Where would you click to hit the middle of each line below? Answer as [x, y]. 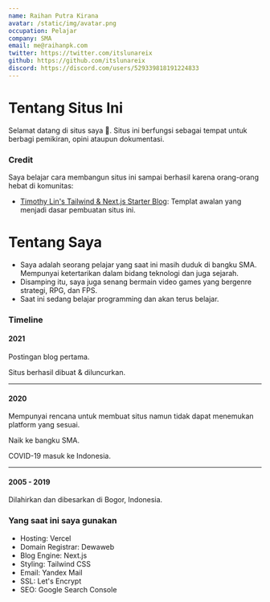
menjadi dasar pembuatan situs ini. [78, 209]
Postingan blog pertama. [49, 357]
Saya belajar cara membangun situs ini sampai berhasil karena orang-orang [134, 177]
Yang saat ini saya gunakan [63, 521]
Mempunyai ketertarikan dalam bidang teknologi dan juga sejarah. [129, 273]
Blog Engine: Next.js [53, 555]
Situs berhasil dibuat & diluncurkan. [67, 373]
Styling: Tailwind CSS [55, 563]
